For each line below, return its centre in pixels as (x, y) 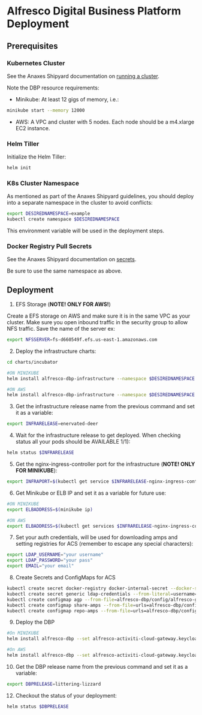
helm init (19, 168)
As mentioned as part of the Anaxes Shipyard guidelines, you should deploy (100, 196)
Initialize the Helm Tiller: (37, 157)
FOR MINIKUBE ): (36, 471)
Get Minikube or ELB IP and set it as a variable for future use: (91, 493)
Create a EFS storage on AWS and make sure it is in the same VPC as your (99, 316)
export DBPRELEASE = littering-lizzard (54, 684)
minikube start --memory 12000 (46, 110)
